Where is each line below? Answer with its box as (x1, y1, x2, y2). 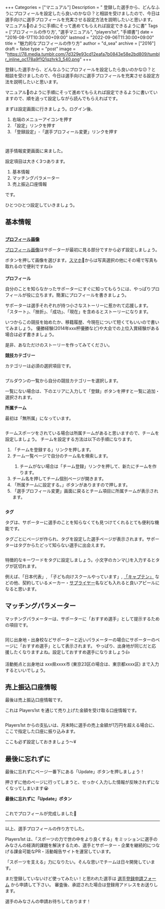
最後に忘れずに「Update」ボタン (5, 796, 72, 802)
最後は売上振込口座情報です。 (5, 697, 65, 703)
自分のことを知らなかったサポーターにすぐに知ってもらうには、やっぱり (5, 285, 151, 292)
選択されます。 (5, 394, 35, 400)
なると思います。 (5, 586, 39, 592)
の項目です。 (5, 622, 31, 628)
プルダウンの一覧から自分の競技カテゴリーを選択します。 (5, 378, 121, 384)
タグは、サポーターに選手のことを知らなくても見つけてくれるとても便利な (5, 519, 155, 525)
